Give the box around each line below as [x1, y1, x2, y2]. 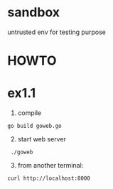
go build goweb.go [7, 122, 62, 130]
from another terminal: [17, 161, 84, 170]
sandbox [7, 4, 60, 21]
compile [17, 109, 41, 117]
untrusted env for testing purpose [7, 28, 107, 36]
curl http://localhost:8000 [7, 175, 91, 182]
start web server [17, 135, 66, 144]
